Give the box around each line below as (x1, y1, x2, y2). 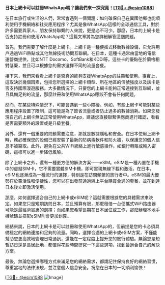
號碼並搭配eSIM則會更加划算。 (9, 213, 72, 219)
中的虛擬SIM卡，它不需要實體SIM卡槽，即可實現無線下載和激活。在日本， (5, 166, 154, 171)
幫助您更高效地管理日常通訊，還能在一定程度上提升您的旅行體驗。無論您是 (5, 236, 156, 241)
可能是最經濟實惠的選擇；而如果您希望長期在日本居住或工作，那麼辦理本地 (5, 207, 156, 213)
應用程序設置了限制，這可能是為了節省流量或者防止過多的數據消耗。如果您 (5, 108, 156, 114)
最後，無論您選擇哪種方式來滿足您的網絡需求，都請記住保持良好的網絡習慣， (5, 258, 160, 264)
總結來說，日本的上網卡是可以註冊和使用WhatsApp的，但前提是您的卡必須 (5, 224, 156, 229)
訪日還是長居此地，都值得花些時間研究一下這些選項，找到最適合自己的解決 (9, 242, 160, 248)
